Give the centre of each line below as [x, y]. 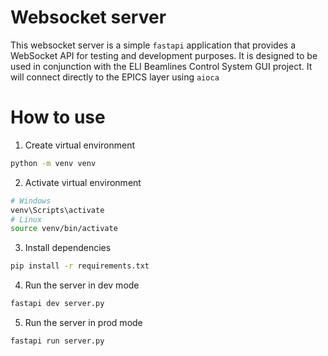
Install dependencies [68, 248]
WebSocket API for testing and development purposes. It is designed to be [164, 55]
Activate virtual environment [83, 182]
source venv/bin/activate [64, 229]
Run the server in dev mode [82, 285]
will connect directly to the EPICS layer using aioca [115, 77]
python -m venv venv [53, 163]
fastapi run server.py [57, 341]
